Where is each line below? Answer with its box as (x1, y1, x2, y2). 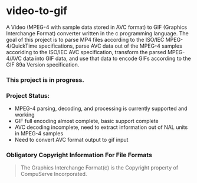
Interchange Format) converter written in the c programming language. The (6, 29, 189, 36)
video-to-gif (6, 4, 68, 18)
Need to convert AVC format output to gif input (14, 137, 129, 144)
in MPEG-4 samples (14, 130, 64, 137)
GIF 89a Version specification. (6, 61, 80, 68)
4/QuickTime (6, 42, 38, 49)
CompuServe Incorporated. (20, 171, 87, 178)
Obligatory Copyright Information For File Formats (6, 151, 152, 159)
